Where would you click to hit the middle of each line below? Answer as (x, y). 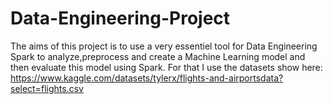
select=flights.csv (47, 88)
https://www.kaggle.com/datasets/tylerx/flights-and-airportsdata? (147, 78)
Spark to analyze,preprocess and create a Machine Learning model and (158, 56)
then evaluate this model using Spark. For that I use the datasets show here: (166, 67)
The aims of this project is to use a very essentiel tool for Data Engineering (164, 46)
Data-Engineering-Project (120, 18)
